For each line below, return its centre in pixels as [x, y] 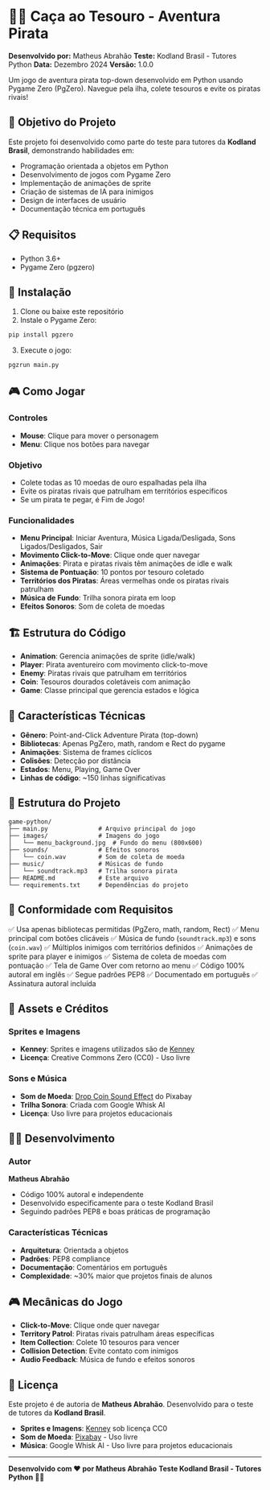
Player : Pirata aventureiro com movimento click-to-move [114, 665]
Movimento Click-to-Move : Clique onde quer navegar [110, 555]
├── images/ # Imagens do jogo [84, 836]
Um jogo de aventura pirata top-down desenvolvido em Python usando [126, 80]
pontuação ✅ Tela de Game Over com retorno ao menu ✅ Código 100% [127, 965]
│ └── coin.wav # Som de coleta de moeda [96, 856]
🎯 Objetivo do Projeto [62, 123]
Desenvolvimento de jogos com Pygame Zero [95, 174]
